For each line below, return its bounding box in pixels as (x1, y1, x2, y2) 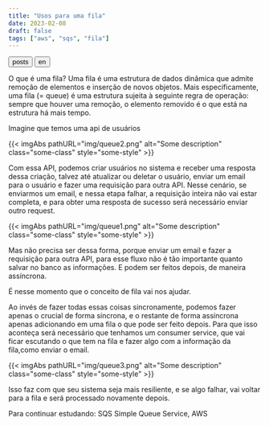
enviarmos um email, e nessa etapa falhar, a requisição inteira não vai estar (8, 189, 258, 199)
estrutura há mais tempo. (8, 108, 92, 117)
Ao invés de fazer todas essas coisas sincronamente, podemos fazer (8, 302, 237, 312)
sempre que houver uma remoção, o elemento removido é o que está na (8, 100, 247, 109)
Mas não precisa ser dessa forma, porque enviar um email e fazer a (8, 246, 232, 256)
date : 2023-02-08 (8, 19, 67, 27)
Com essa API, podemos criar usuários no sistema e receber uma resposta (8, 163, 256, 173)
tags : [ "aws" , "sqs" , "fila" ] (8, 34, 110, 43)
